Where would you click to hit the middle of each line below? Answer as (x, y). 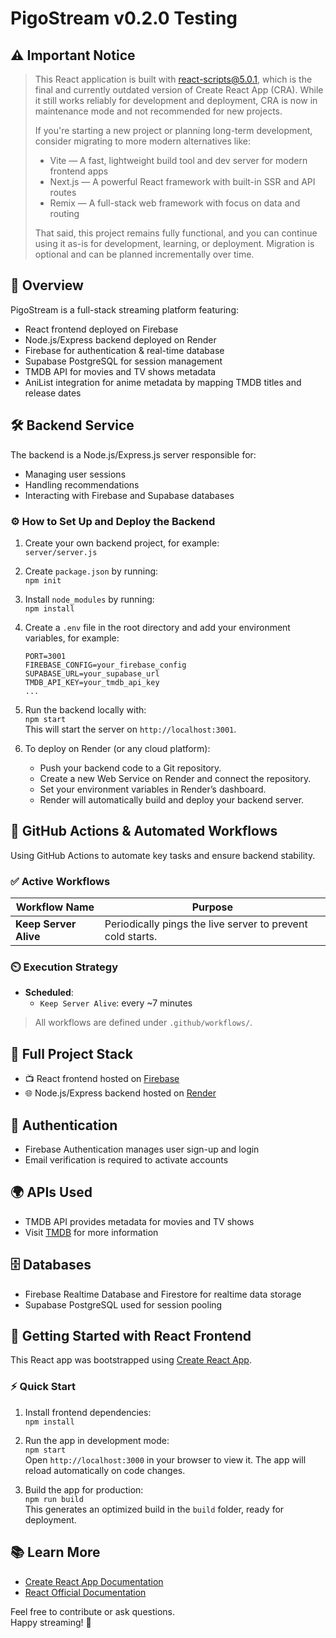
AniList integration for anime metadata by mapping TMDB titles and (163, 382)
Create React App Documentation (94, 1581)
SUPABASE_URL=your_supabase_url (92, 673)
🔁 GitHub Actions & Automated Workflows (144, 831)
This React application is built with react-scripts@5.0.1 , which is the (173, 79)
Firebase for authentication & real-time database (124, 350)
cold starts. (131, 937)
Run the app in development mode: (97, 1440)
